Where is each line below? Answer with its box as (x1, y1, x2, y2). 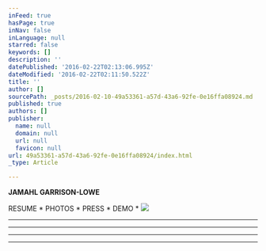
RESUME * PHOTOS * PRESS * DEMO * (8, 203, 139, 214)
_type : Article (8, 159, 59, 167)
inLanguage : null (8, 33, 66, 42)
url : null (15, 136, 47, 145)
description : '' (8, 56, 62, 64)
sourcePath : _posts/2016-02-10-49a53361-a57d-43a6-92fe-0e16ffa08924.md (8, 93, 253, 101)
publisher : (8, 115, 44, 123)
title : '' (8, 78, 41, 86)
